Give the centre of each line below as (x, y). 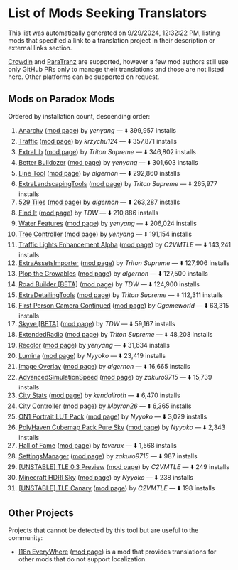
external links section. (40, 48)
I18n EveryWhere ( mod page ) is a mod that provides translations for (117, 552)
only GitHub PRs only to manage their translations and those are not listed (116, 69)
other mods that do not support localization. (83, 559)
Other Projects (41, 513)
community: (26, 537)
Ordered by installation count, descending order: (79, 116)
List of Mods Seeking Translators (108, 13)
